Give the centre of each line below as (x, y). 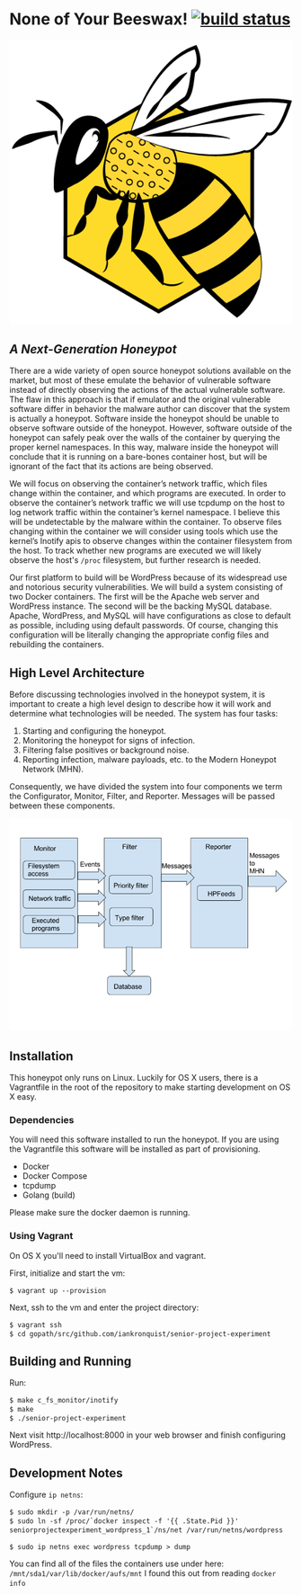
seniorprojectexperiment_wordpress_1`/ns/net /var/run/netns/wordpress (146, 1530)
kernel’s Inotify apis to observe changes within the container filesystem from (151, 541)
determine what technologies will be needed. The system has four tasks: (144, 714)
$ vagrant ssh (36, 1325)
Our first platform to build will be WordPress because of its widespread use (148, 578)
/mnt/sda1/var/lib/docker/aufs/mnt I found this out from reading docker (143, 1573)
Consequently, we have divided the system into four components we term (146, 787)
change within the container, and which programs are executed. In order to (147, 494)
